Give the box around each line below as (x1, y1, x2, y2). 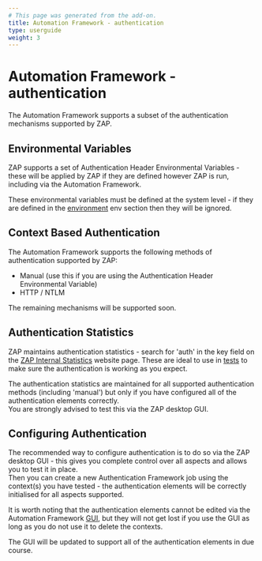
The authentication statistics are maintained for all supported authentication (8, 378, 255, 388)
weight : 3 (8, 33, 41, 42)
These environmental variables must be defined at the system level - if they (8, 195, 254, 204)
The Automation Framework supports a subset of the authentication (8, 111, 229, 120)
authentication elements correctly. (8, 396, 120, 405)
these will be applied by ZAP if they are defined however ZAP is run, (8, 171, 230, 180)
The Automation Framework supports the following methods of (8, 247, 213, 257)
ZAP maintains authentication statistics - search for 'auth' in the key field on (8, 347, 255, 356)
